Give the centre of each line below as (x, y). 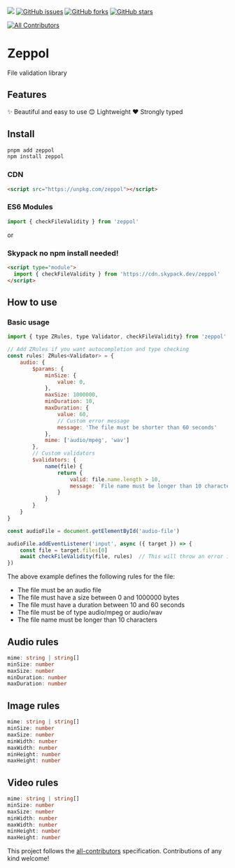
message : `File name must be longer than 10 (135, 486)
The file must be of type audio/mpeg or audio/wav (90, 613)
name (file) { (63, 466)
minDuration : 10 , (70, 401)
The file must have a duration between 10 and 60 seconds (101, 605)
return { (70, 473)
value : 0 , (71, 382)
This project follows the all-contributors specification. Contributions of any (115, 851)
